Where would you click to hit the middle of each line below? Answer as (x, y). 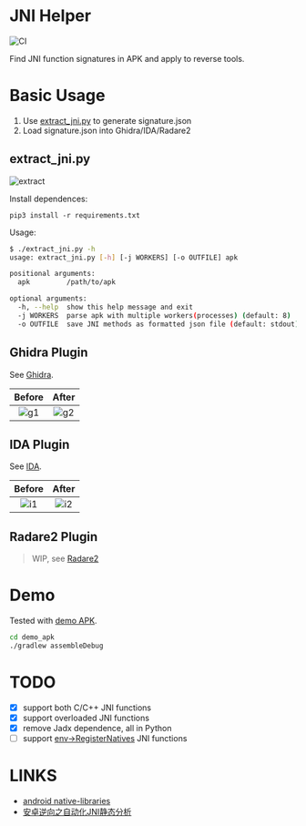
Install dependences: (49, 199)
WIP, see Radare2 (65, 559)
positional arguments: (52, 274)
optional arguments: (49, 299)
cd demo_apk (32, 637)
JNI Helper (51, 16)
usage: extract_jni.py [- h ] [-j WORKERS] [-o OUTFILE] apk (124, 257)
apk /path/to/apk (67, 282)
